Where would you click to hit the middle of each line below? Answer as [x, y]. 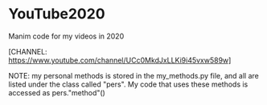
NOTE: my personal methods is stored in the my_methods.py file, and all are [133, 75]
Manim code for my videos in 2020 [66, 36]
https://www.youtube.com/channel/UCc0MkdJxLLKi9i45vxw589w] [120, 60]
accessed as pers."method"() [57, 92]
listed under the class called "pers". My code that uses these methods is [128, 84]
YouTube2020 [57, 14]
